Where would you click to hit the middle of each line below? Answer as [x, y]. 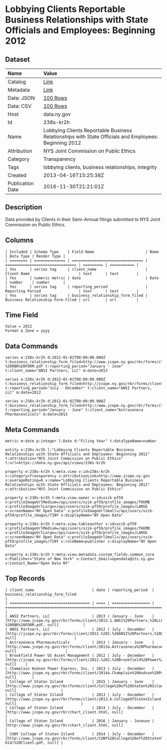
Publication [21, 183]
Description [24, 207]
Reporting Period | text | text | [72, 291]
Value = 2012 [19, 327]
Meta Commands [32, 430]
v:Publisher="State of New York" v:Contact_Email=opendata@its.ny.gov [80, 559]
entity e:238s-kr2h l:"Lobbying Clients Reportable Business [70, 450]
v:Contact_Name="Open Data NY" [38, 563]
